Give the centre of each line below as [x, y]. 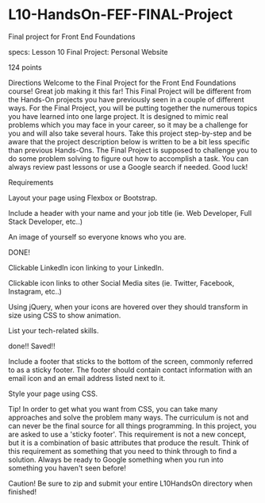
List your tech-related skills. [54, 330]
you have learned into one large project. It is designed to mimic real [118, 116]
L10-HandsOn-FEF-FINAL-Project [121, 15]
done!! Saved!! [32, 346]
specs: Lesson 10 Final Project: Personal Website [88, 52]
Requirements [31, 182]
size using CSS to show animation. [65, 315]
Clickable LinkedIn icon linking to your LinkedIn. [86, 267]
